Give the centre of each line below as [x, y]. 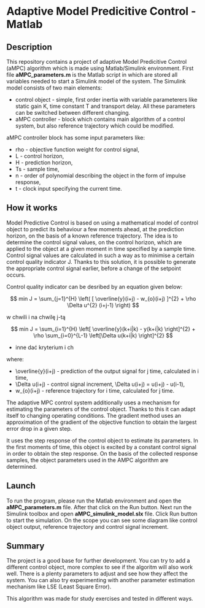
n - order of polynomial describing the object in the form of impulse [100, 175]
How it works [32, 208]
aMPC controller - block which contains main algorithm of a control [100, 119]
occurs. [16, 275]
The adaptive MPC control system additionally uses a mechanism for [93, 402]
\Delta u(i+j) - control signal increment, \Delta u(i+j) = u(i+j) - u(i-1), [100, 384]
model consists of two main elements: [54, 88]
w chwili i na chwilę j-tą [36, 317]
